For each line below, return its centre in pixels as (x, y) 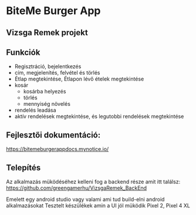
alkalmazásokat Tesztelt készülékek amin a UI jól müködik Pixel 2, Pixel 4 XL (98, 206)
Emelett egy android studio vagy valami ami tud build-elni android (85, 199)
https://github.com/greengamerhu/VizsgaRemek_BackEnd (77, 188)
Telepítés (23, 168)
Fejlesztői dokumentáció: (53, 135)
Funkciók (23, 52)
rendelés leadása (36, 110)
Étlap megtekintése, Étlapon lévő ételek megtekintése (79, 79)
